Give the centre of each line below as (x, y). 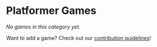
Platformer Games (51, 11)
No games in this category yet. (43, 27)
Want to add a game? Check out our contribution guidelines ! (78, 38)
